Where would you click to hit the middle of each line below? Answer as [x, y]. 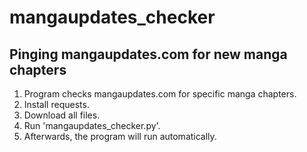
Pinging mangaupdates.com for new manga [148, 54]
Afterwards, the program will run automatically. [120, 136]
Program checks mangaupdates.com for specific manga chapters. [160, 94]
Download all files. [62, 115]
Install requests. [56, 104]
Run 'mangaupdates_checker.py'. [92, 125]
